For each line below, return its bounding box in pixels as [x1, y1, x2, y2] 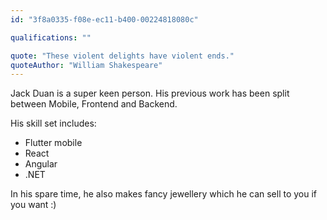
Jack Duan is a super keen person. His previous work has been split [10, 87, 290, 100]
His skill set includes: [10, 117, 97, 130]
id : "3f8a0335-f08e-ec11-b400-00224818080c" [10, 14, 199, 25]
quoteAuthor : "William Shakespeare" [10, 60, 163, 70]
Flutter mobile [24, 137, 83, 149]
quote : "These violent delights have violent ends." [10, 51, 235, 61]
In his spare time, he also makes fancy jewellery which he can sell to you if [10, 188, 318, 200]
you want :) [10, 199, 57, 211]
